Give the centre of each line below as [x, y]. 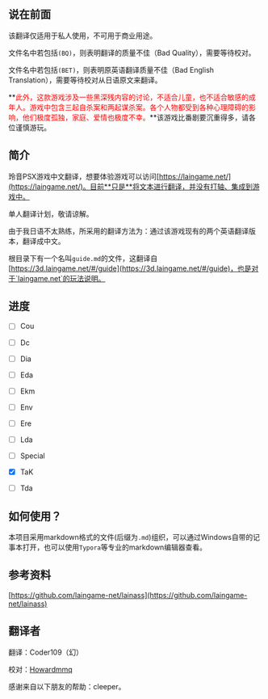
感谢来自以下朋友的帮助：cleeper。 [67, 686]
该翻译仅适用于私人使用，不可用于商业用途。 [83, 36]
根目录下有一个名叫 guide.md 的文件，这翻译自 [83, 258]
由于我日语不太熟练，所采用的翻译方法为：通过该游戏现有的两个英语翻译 [128, 231]
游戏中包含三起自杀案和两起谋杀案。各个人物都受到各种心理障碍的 [139, 107]
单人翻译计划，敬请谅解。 [51, 213]
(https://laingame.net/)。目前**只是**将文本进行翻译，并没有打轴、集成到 [130, 186]
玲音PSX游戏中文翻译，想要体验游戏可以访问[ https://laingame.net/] [120, 176]
